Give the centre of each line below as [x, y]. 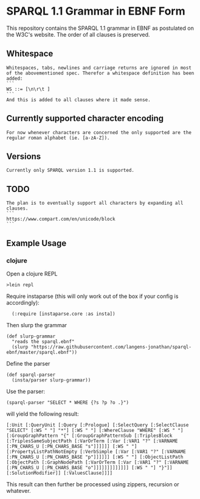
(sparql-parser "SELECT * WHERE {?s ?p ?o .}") [68, 402]
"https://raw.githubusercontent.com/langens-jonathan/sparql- [111, 347]
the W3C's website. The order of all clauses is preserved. [78, 34]
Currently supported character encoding [85, 119]
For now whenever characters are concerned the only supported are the [99, 132]
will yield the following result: [43, 414]
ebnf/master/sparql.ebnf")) [42, 352]
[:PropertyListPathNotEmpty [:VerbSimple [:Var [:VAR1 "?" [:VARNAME [96, 451]
